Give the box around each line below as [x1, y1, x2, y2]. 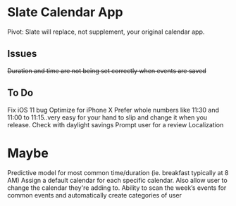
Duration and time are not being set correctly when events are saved [7, 66, 206, 75]
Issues [7, 48, 37, 60]
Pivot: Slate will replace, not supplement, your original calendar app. [7, 27, 205, 36]
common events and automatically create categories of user [7, 191, 182, 199]
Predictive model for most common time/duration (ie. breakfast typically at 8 [7, 168, 229, 176]
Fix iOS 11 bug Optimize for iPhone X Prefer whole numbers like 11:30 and [7, 105, 220, 114]
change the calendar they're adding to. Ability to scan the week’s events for [7, 184, 227, 192]
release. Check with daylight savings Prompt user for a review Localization [7, 120, 224, 129]
